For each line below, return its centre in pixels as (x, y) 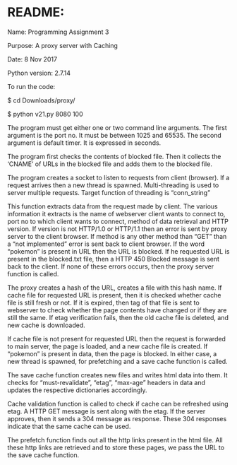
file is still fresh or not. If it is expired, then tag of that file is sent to (103, 302)
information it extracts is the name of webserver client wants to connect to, (116, 213)
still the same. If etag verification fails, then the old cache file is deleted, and (118, 317)
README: (36, 12)
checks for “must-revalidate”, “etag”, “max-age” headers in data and (107, 382)
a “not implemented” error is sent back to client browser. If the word (106, 244)
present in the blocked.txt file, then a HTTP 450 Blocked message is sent (114, 259)
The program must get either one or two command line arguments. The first (117, 127)
